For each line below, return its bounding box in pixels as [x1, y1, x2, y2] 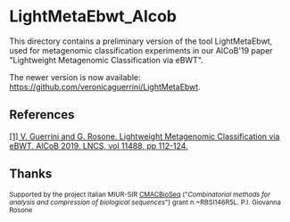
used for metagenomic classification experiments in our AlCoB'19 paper [9, 45, 274, 55]
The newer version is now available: [9, 71, 141, 82]
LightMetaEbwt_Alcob [9, 6, 177, 27]
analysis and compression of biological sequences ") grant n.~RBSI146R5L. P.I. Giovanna [9, 198, 281, 207]
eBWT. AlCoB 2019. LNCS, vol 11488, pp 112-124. [9, 140, 189, 151]
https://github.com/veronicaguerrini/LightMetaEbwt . [9, 81, 201, 92]
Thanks [9, 167, 53, 182]
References [9, 107, 75, 122]
